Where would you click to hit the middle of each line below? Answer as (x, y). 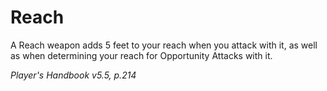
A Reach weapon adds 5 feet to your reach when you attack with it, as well (164, 45)
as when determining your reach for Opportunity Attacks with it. (141, 55)
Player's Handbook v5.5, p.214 (73, 75)
